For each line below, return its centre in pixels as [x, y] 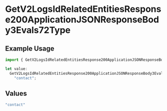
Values [16, 93]
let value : [16, 69]
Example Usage [30, 48]
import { [14, 60]
